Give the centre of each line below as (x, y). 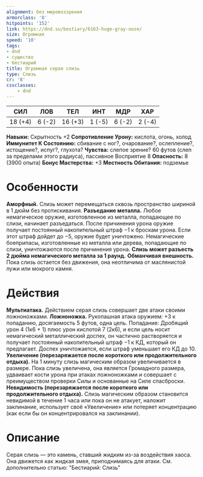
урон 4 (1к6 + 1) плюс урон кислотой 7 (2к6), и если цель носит (88, 329)
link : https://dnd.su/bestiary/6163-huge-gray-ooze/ (74, 29)
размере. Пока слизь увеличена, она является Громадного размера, (96, 368)
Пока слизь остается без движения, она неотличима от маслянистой (96, 262)
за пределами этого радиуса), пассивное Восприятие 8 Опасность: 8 (97, 156)
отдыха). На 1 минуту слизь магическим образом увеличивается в (94, 362)
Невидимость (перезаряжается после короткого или (77, 387)
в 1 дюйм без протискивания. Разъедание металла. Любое (84, 210)
